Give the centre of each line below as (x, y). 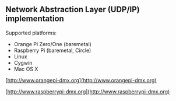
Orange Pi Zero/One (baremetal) (52, 44)
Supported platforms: (31, 33)
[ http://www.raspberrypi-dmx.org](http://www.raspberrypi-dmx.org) (88, 91)
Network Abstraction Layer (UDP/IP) (73, 10)
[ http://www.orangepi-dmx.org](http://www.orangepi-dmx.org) (81, 80)
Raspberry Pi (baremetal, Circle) (52, 50)
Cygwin (23, 62)
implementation (35, 19)
